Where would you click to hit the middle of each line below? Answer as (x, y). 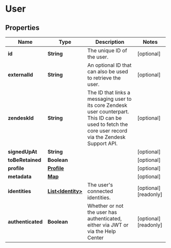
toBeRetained (25, 160)
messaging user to (109, 99)
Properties (22, 28)
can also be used (108, 72)
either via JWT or (108, 225)
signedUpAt (22, 152)
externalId (20, 75)
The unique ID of (107, 50)
